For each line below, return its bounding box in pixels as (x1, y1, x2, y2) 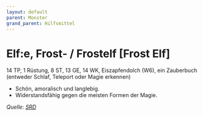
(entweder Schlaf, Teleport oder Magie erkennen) (6, 73, 131, 81)
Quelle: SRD (6, 103, 37, 111)
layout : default (6, 9, 48, 15)
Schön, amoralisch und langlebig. (15, 85, 100, 92)
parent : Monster (6, 15, 48, 21)
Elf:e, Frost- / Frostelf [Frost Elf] (6, 46, 171, 60)
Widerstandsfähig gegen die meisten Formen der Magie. (15, 92, 158, 99)
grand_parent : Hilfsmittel (6, 20, 75, 26)
